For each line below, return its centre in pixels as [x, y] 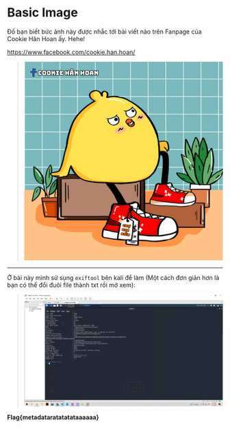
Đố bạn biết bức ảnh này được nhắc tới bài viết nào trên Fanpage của [104, 32]
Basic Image [43, 13]
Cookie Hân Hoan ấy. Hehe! [46, 38]
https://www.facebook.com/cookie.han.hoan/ [71, 52]
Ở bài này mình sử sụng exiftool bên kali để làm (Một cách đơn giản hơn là [113, 278]
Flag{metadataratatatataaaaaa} [53, 417]
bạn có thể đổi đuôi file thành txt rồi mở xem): [71, 285]
